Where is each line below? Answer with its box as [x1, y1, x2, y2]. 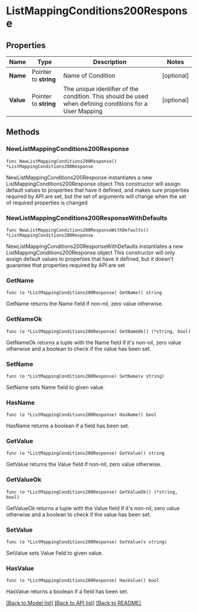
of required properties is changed [6, 199, 88, 206]
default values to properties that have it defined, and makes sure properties [6, 186, 190, 194]
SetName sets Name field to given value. [6, 384, 105, 391]
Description [93, 58, 127, 66]
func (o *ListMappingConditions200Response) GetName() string [6, 290, 162, 296]
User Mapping [63, 107, 103, 115]
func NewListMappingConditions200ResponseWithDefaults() [6, 227, 149, 233]
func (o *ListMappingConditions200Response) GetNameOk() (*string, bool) [6, 328, 192, 334]
